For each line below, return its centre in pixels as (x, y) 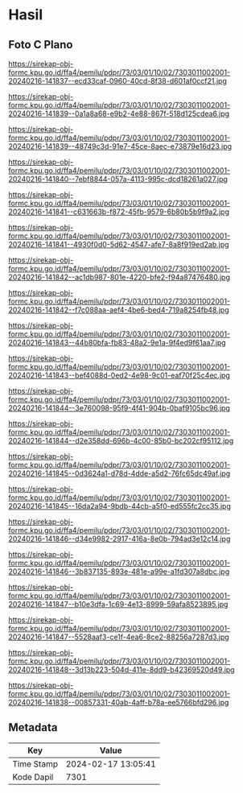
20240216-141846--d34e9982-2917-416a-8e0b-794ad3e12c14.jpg (119, 539)
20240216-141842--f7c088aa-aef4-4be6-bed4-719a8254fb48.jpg (119, 310)
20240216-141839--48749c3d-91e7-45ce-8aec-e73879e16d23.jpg (120, 146)
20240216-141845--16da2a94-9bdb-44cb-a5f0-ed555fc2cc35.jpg (120, 506)
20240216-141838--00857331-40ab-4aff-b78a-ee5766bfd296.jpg (119, 702)
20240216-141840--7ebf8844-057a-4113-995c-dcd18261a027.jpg (118, 179)
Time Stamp (35, 764)
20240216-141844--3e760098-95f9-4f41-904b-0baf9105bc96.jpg (119, 408)
